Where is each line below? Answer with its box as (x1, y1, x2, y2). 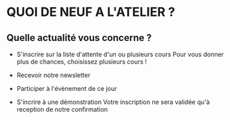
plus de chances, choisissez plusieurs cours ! (16, 58, 147, 66)
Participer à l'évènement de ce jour (16, 85, 117, 92)
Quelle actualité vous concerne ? (6, 32, 152, 44)
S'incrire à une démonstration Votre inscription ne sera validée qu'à (16, 98, 210, 106)
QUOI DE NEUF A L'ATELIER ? (6, 4, 175, 20)
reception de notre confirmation (16, 105, 108, 113)
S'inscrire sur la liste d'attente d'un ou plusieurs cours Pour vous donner (16, 50, 224, 58)
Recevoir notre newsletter (16, 71, 91, 79)
